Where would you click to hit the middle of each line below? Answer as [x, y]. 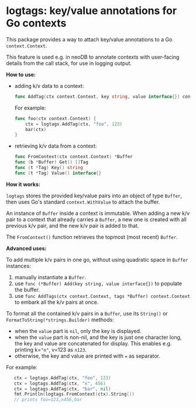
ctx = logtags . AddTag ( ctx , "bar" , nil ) [62, 389]
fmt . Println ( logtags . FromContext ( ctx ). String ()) [74, 394]
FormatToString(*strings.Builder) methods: [60, 320]
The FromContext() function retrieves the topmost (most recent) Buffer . [92, 237]
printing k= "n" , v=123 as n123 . [50, 349]
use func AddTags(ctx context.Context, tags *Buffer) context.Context [102, 296]
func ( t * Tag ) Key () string [49, 168]
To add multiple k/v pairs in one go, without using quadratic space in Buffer [97, 259]
